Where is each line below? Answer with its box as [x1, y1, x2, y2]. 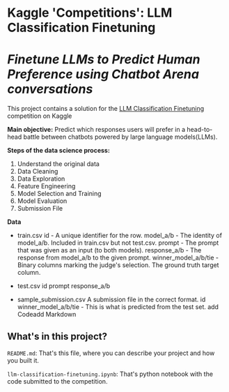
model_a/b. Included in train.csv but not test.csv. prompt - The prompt [17, 239, 219, 247]
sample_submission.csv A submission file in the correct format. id [17, 295, 206, 304]
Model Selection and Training [17, 190, 102, 198]
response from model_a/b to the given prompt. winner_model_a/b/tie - [17, 253, 219, 262]
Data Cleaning [17, 167, 58, 176]
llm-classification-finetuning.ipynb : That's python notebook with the [7, 370, 214, 378]
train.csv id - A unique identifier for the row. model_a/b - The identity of [17, 232, 223, 240]
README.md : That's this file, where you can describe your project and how [7, 349, 215, 357]
